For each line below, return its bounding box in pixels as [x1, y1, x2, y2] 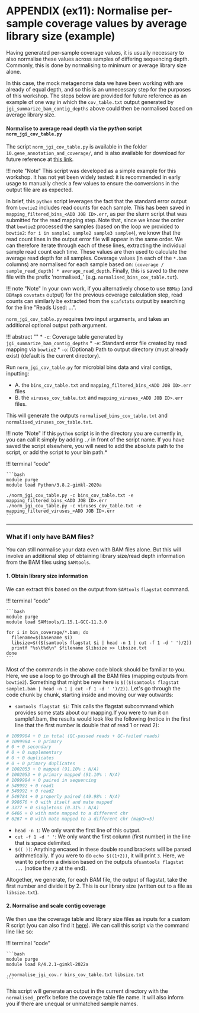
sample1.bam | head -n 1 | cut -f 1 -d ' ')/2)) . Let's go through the [6, 684, 181, 692]
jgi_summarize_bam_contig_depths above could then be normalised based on [6, 105, 193, 112]
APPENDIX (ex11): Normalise [6, 4, 149, 18]
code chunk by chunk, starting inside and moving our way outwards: [6, 691, 174, 698]
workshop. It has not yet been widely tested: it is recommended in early [6, 173, 181, 181]
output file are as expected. [6, 186, 73, 194]
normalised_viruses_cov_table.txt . [6, 418, 93, 425]
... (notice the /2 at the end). [14, 864, 87, 872]
